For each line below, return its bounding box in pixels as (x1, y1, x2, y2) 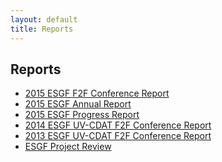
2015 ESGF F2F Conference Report (24, 87, 170, 100)
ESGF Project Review (24, 141, 112, 153)
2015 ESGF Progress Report (24, 109, 140, 121)
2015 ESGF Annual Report (24, 98, 132, 110)
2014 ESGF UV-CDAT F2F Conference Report (24, 119, 212, 131)
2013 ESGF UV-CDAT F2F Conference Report (24, 130, 212, 142)
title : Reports (10, 24, 74, 34)
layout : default (10, 14, 78, 25)
